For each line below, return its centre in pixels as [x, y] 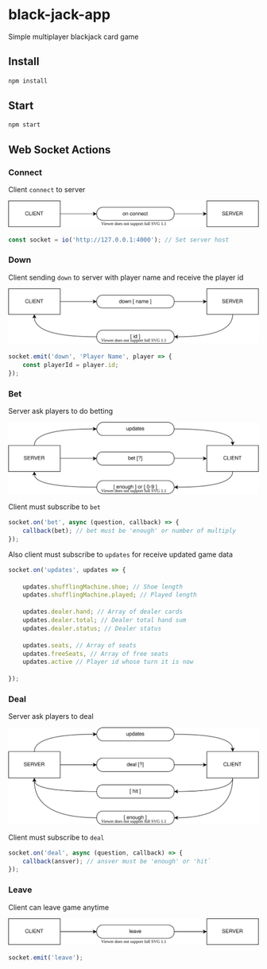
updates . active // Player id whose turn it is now [108, 662]
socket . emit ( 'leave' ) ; [46, 958]
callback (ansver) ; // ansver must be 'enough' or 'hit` [117, 861]
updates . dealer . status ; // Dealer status [92, 628]
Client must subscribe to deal [56, 837]
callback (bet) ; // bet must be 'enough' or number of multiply [130, 531]
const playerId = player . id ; [71, 365]
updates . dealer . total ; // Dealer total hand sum [104, 620]
